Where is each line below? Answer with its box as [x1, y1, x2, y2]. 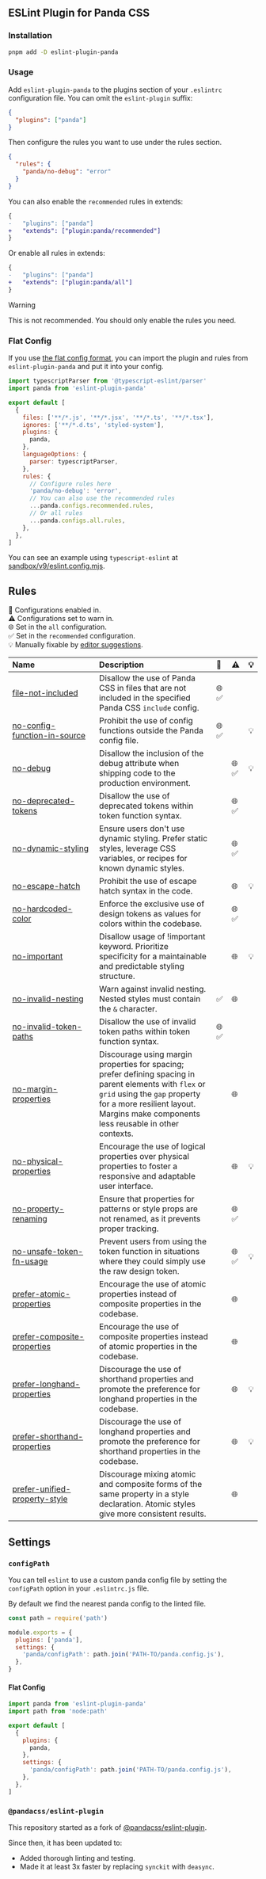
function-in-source [12, 730, 85, 741]
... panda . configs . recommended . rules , [28, 502, 154, 510]
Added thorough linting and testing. [19, 1854, 136, 1863]
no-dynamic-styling [12, 843, 89, 854]
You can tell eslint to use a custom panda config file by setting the [8, 1575, 227, 1584]
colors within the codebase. [98, 918, 203, 929]
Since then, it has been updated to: [8, 1838, 123, 1848]
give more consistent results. [98, 1508, 207, 1519]
